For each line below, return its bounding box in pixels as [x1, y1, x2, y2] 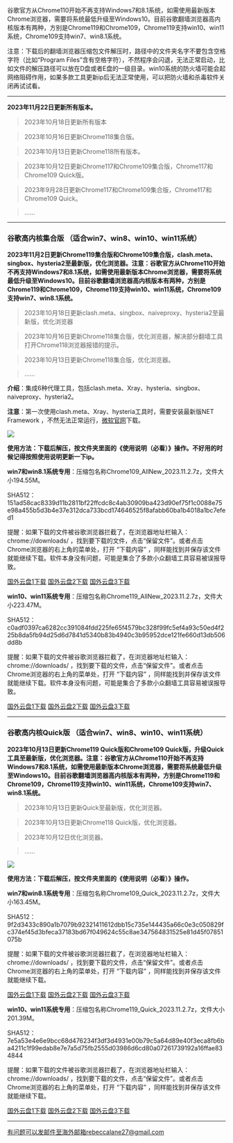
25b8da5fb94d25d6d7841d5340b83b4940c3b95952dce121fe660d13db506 [7, 631, 225, 639]
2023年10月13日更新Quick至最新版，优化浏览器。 [24, 803, 166, 812]
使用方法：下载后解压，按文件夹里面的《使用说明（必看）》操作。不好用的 [7, 444, 217, 452]
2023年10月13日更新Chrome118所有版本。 [24, 147, 144, 155]
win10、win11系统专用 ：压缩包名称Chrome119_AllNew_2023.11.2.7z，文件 [7, 592, 217, 600]
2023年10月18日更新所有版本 [24, 118, 107, 126]
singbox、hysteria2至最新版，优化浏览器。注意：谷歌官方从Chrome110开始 [7, 259, 225, 268]
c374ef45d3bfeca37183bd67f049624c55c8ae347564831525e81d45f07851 [7, 927, 223, 936]
